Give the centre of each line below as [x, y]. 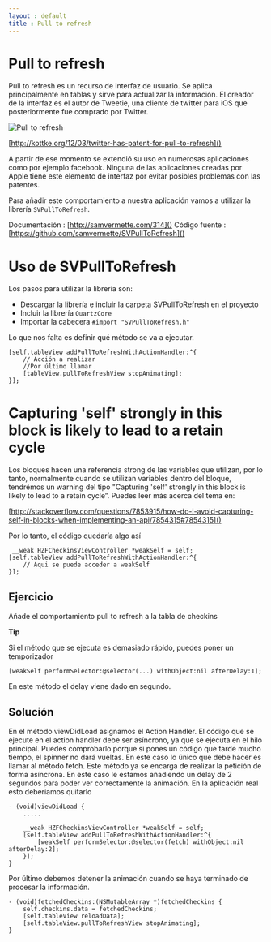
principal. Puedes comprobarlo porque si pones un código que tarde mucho [135, 748]
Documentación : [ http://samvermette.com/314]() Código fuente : [117, 225]
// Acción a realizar [59, 359]
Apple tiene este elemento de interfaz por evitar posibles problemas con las [135, 176]
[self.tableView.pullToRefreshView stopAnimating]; [112, 923]
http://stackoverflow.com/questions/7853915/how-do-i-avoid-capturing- [132, 511]
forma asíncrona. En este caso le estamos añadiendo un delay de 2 [120, 774]
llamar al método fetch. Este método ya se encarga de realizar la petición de [135, 766]
